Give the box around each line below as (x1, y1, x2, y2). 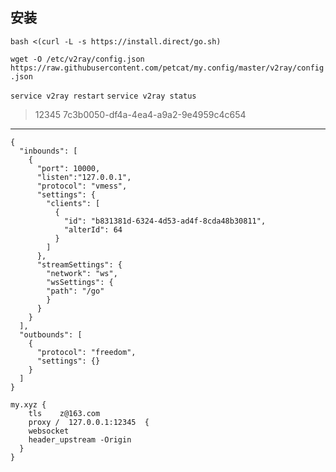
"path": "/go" (46, 286, 105, 296)
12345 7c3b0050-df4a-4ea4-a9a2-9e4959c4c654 (34, 108, 247, 120)
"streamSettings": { (36, 259, 123, 270)
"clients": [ (46, 198, 101, 208)
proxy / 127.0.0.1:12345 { (28, 417, 150, 427)
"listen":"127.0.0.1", (36, 172, 132, 182)
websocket (28, 426, 70, 436)
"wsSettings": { (46, 277, 114, 287)
